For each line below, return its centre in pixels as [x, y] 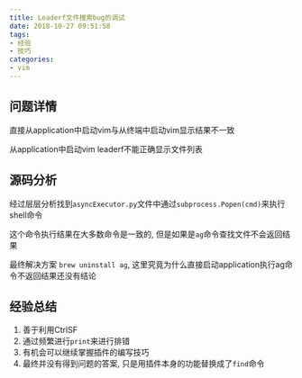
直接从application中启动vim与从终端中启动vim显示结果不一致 [122, 130]
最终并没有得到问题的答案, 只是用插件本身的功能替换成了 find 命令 [143, 364]
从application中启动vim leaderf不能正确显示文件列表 [106, 148]
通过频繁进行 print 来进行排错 [76, 341]
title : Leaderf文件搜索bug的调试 [67, 18]
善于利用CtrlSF [50, 330]
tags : [19, 34]
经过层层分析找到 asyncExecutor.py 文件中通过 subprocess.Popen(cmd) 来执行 [147, 203]
